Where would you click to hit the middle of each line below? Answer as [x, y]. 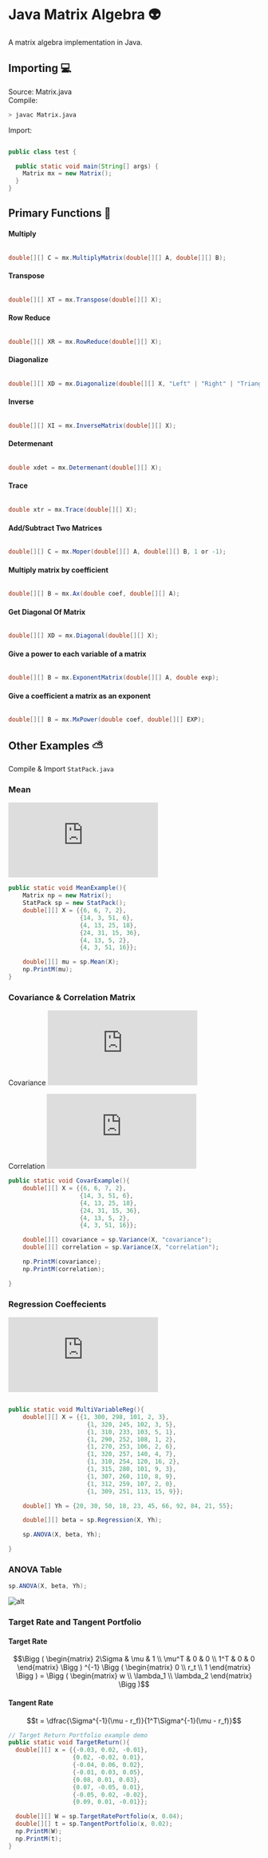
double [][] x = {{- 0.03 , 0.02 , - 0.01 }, [82, 1750]
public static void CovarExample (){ [69, 1181]
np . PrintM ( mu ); [48, 970]
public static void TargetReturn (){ [69, 1743]
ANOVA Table [35, 1569]
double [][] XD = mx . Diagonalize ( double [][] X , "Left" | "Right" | [121, 384]
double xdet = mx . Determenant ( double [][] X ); [85, 468]
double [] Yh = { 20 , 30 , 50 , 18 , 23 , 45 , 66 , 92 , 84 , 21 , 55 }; [128, 1506]
